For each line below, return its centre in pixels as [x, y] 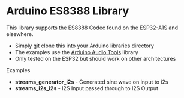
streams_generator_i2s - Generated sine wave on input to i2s [91, 82]
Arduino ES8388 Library [68, 11]
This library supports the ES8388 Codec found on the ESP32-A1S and [92, 28]
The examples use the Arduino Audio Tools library [77, 52]
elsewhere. [20, 34]
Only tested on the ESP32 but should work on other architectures [95, 58]
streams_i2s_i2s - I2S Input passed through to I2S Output [87, 88]
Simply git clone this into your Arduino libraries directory [85, 46]
